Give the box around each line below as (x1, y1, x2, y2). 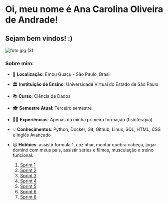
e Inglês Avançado (12, 132, 51, 138)
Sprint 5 (20, 183, 37, 189)
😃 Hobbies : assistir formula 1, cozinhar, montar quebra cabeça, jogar (12, 142, 156, 148)
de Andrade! (5, 14, 59, 26)
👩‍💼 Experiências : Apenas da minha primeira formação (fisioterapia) (12, 117, 153, 123)
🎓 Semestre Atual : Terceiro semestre (12, 105, 92, 111)
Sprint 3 (20, 173, 37, 179)
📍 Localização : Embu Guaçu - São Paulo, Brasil (12, 71, 111, 77)
